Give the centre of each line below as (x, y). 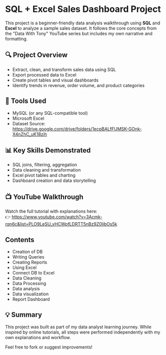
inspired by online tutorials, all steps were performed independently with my (83, 332)
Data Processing (29, 283)
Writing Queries (28, 257)
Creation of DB (28, 252)
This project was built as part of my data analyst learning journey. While (78, 327)
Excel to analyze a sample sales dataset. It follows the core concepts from (81, 28)
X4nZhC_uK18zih (29, 134)
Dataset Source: (29, 123)
